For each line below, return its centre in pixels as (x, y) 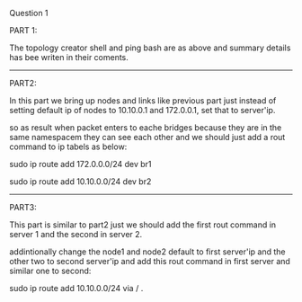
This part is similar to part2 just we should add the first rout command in (143, 225)
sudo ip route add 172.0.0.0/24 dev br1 (80, 164)
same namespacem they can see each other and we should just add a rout (147, 137)
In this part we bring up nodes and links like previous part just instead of (143, 101)
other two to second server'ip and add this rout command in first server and (150, 261)
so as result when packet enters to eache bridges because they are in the (146, 128)
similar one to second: (50, 271)
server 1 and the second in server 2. (76, 234)
